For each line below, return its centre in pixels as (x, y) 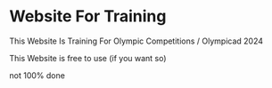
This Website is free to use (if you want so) (88, 58)
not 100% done (37, 75)
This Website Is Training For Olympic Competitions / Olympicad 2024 (136, 41)
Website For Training (88, 16)
